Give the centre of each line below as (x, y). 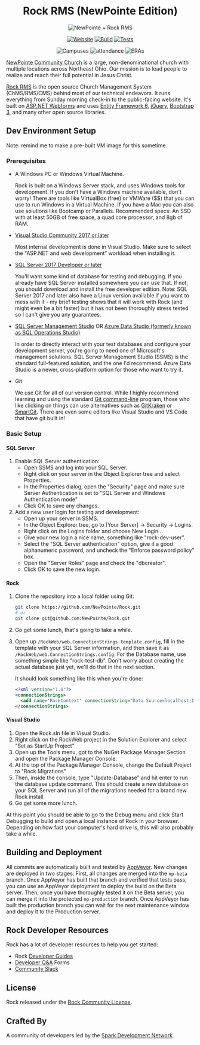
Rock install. (30, 797)
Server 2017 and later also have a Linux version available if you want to (102, 296)
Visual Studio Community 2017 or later (62, 235)
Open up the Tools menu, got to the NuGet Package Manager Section (100, 752)
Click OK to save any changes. (61, 506)
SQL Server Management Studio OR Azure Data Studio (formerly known (103, 326)
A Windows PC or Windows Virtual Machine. (69, 174)
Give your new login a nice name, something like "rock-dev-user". (104, 537)
